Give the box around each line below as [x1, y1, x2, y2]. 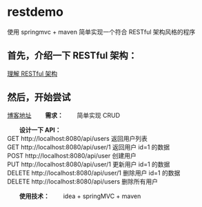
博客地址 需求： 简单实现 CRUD [7, 111, 121, 119]
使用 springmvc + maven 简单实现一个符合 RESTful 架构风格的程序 [7, 28, 196, 36]
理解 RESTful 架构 [7, 69, 58, 78]
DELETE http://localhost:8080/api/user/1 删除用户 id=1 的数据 [7, 168, 181, 177]
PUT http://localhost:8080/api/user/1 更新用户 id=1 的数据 [7, 160, 170, 168]
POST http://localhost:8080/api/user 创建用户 [7, 151, 137, 160]
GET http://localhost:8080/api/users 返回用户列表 [7, 134, 148, 142]
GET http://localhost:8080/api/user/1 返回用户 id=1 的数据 [7, 142, 170, 151]
